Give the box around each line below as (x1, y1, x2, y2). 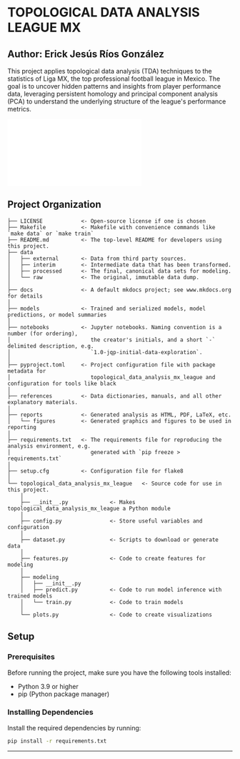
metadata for (7, 367, 46, 375)
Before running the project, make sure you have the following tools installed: (7, 668, 231, 677)
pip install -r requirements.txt (7, 737, 107, 745)
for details (7, 292, 43, 300)
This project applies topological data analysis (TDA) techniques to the (7, 67, 212, 75)
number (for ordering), (7, 330, 79, 337)
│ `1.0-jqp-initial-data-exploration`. (7, 348, 203, 356)
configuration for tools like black (7, 380, 116, 387)
